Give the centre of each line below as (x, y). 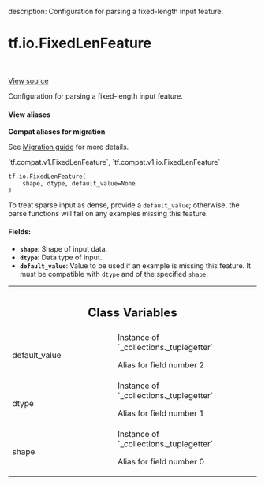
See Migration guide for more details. (69, 147)
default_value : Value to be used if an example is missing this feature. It (135, 266)
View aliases (30, 114)
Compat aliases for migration (57, 132)
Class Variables (132, 312)
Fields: (20, 231)
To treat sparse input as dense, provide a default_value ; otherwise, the (124, 205)
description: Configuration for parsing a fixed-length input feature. (116, 11)
